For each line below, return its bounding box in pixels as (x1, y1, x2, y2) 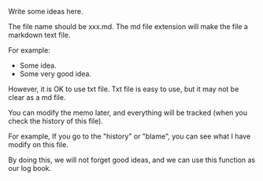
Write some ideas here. (8, 7, 83, 16)
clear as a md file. (8, 93, 66, 102)
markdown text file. (8, 31, 71, 39)
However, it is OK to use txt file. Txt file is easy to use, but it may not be (8, 84, 239, 94)
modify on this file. (8, 140, 69, 149)
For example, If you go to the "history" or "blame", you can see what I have (8, 131, 251, 141)
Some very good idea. (19, 69, 92, 78)
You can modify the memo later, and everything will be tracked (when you (8, 108, 248, 117)
